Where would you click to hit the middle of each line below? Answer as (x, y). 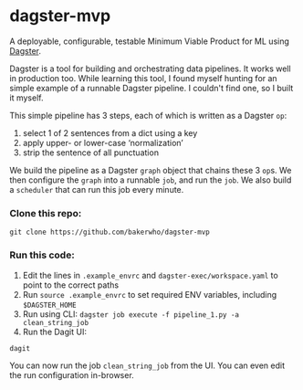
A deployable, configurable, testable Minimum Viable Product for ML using (150, 41)
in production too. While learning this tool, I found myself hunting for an (143, 78)
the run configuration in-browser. (72, 374)
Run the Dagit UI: (54, 332)
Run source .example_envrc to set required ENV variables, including (150, 294)
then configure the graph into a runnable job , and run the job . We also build (151, 180)
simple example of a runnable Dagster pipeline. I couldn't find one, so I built (151, 88)
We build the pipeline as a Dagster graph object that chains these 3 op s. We (151, 170)
